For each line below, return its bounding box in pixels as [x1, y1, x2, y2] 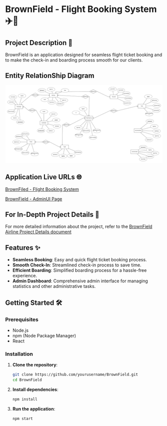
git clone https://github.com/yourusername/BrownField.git [12, 372, 138, 377]
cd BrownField [12, 377, 42, 382]
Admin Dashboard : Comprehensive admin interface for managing [12, 278, 148, 284]
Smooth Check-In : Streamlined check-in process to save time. [12, 262, 141, 268]
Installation [5, 350, 33, 357]
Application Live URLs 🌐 [5, 173, 82, 181]
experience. [12, 273, 37, 279]
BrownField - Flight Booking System [5, 4, 157, 15]
